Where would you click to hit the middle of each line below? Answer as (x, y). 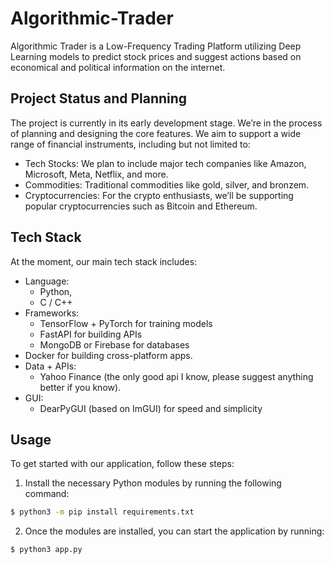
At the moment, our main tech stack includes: (104, 261)
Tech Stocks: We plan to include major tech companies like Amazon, (165, 163)
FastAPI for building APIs (91, 334)
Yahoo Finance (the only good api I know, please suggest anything (176, 376)
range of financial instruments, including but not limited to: (130, 144)
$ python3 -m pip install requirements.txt (102, 512)
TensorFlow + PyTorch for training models (126, 323)
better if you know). (80, 387)
